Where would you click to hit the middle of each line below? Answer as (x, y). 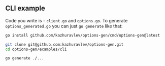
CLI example (25, 8)
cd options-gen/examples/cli (36, 49)
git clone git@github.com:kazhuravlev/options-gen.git (64, 44)
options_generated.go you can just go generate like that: (64, 26)
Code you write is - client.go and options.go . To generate (67, 20)
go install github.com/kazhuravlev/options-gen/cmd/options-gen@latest (82, 35)
